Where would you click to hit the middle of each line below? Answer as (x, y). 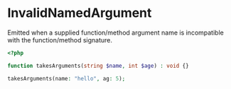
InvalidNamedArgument (80, 13)
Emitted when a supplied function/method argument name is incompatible (116, 32)
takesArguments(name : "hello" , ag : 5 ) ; (66, 78)
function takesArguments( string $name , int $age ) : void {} (98, 66)
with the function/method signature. (60, 40)
